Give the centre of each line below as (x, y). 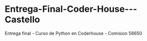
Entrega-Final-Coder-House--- (71, 9)
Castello (22, 20)
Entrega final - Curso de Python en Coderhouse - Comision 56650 (73, 33)
